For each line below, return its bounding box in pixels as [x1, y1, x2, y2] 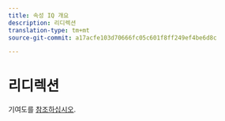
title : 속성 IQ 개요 [8, 11, 69, 20]
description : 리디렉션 [8, 19, 77, 27]
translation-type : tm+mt [8, 26, 90, 34]
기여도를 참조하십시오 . [8, 104, 77, 115]
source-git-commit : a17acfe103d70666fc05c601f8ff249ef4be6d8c [8, 33, 217, 42]
